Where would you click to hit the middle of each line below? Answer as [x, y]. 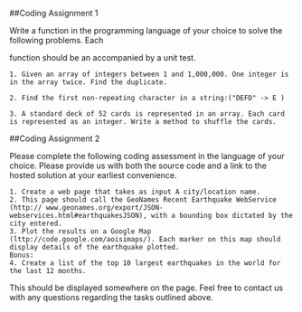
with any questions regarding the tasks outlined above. [112, 297]
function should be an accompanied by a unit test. [103, 57]
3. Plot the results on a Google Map [80, 232]
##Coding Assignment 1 [54, 13]
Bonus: [22, 255]
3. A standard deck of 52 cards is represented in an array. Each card [147, 114]
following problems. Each [57, 40]
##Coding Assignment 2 [55, 138]
